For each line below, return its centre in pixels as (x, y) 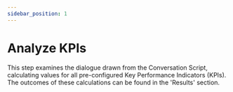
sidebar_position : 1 (38, 14)
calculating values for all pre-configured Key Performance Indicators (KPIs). (117, 75)
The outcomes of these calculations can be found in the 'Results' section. (113, 82)
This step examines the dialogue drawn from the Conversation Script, (108, 68)
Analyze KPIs (47, 48)
